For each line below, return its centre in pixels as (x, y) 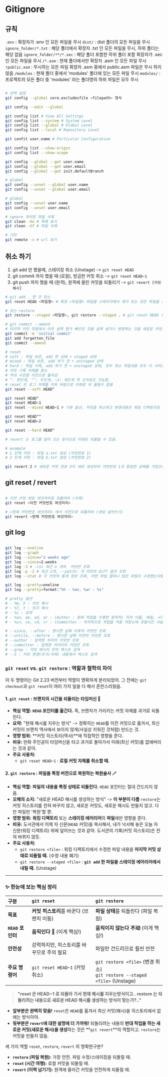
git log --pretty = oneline (32, 585)
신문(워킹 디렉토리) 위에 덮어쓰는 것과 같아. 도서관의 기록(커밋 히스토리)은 (84, 831)
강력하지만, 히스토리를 (56, 945)
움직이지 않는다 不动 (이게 (124, 928)
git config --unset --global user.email (48, 190)
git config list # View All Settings (44, 116)
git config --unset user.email (38, 208)
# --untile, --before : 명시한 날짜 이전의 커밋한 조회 (58, 636)
